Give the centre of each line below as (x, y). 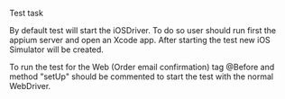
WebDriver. (30, 86)
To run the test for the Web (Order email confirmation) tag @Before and (142, 67)
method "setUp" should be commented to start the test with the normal (141, 76)
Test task (26, 13)
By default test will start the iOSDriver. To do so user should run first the (143, 30)
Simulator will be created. (56, 49)
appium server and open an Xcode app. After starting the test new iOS (140, 40)
